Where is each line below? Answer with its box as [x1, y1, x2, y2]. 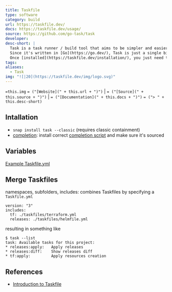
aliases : [5, 65, 24, 70]
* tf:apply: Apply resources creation [5, 254, 106, 259]
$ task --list [5, 236, 36, 241]
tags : [5, 60, 17, 65]
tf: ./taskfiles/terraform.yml [10, 212, 77, 218]
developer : [5, 36, 29, 41]
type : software [5, 12, 38, 17]
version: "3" [5, 203, 33, 208]
